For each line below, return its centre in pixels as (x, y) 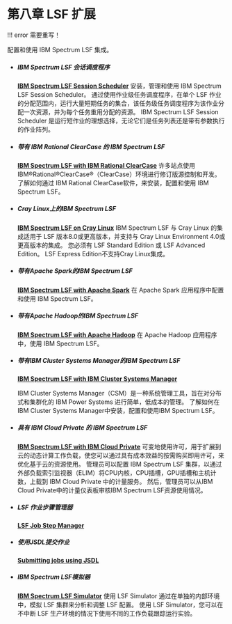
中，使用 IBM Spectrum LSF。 (60, 343)
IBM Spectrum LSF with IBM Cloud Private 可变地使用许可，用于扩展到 (119, 446)
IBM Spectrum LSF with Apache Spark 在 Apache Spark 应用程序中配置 (121, 290)
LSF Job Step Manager (51, 525)
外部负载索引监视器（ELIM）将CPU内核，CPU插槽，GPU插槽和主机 (114, 473)
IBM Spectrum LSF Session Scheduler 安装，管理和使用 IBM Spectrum (119, 86)
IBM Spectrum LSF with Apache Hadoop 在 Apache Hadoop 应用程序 (117, 334)
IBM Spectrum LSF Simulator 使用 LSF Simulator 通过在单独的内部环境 (118, 595)
